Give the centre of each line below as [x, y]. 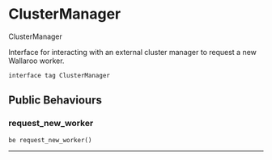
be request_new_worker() [50, 140]
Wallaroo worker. [36, 61]
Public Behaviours [55, 101]
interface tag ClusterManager [59, 75]
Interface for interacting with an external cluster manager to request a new [133, 52]
